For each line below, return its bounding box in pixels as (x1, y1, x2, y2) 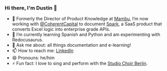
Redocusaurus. (12, 37, 44, 43)
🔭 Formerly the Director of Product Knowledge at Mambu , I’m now (12, 16, 148, 22)
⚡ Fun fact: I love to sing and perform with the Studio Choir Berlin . (12, 61, 148, 67)
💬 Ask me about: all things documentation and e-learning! (12, 42, 131, 48)
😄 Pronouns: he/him (12, 55, 55, 61)
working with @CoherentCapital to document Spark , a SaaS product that (12, 21, 162, 27)
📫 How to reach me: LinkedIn (12, 48, 74, 54)
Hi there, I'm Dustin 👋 (5, 4, 57, 11)
